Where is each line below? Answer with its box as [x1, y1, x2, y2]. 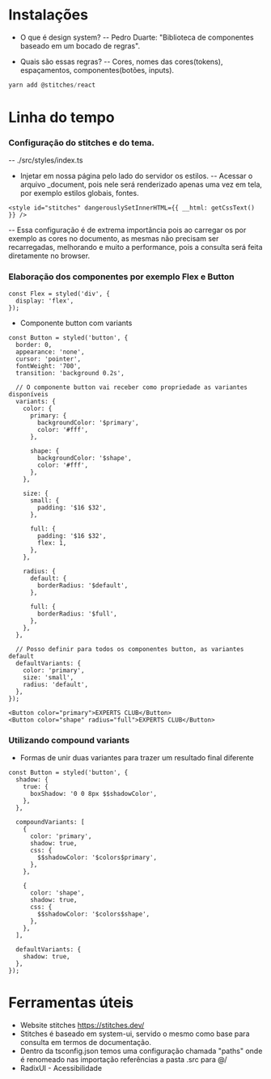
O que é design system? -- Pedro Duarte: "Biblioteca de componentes [19, 32, 254, 42]
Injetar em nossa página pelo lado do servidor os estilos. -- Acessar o [19, 171, 253, 181]
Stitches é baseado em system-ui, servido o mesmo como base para [19, 1029, 250, 1039]
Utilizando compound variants [8, 734, 130, 746]
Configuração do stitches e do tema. [8, 137, 155, 148]
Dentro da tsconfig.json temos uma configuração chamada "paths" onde [19, 1046, 263, 1056]
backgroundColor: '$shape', [37, 454, 132, 462]
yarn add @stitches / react [8, 81, 95, 89]
